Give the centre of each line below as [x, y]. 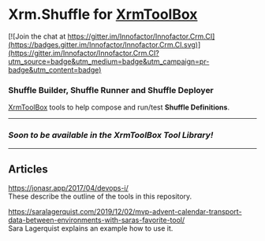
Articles [28, 169]
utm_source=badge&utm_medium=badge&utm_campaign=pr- [109, 61]
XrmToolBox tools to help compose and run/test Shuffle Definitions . [119, 107]
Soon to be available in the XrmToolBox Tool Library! [111, 135]
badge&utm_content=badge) [55, 69]
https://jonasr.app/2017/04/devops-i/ [68, 188]
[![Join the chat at [37, 36]
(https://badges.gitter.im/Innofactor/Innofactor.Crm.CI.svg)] [105, 44]
